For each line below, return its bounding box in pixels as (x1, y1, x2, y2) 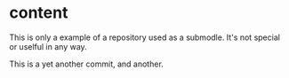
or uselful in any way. (9, 41, 87, 51)
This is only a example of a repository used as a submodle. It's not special (9, 32, 280, 43)
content (9, 3, 68, 23)
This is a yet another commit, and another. (9, 58, 165, 69)
